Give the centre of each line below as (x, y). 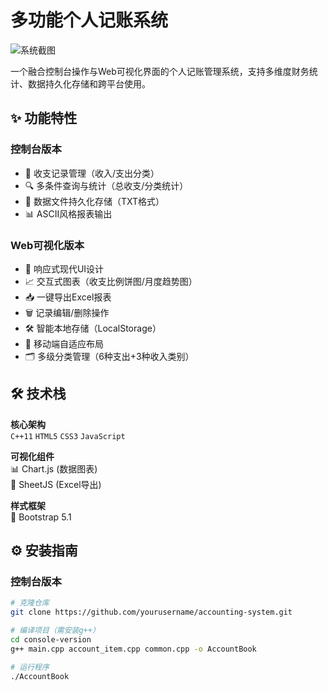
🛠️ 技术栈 (38, 394)
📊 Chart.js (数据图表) (54, 468)
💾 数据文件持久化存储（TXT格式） (94, 201)
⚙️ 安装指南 (44, 551)
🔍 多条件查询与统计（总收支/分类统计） (106, 185)
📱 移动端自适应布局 (64, 343)
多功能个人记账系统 (89, 20)
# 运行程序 (30, 667)
